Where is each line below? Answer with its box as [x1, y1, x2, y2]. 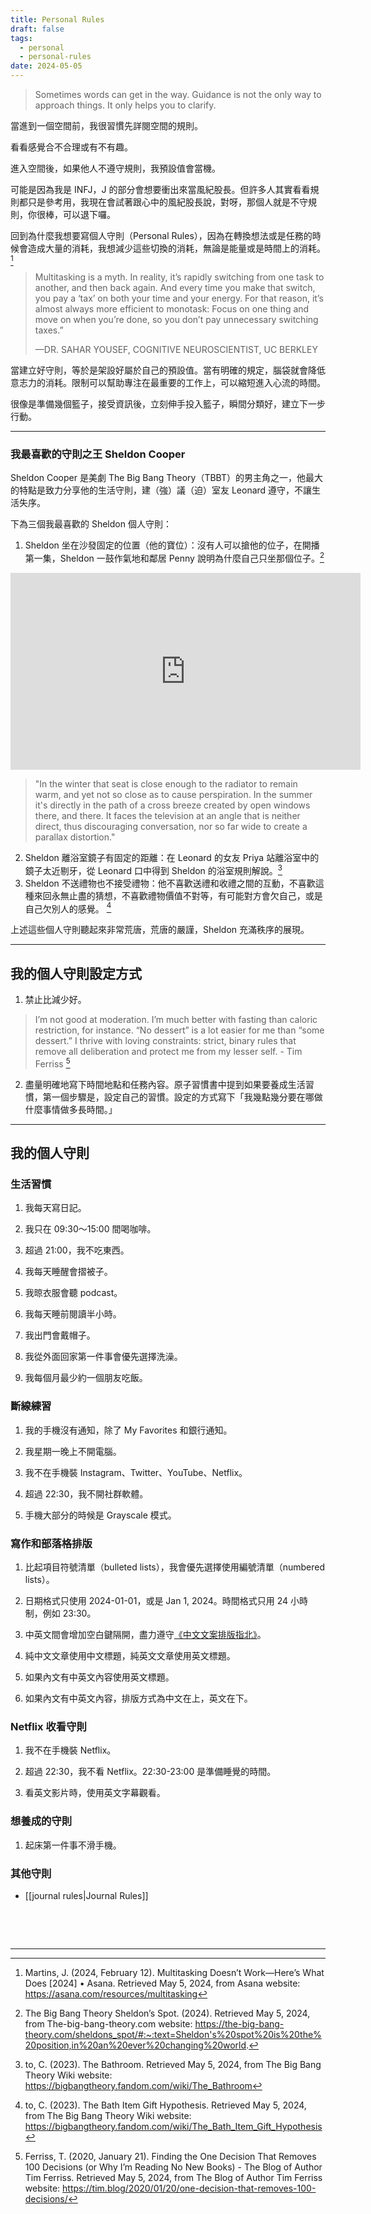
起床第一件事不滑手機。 [24, 1839, 122, 1851]
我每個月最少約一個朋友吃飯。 [24, 1372, 148, 1384]
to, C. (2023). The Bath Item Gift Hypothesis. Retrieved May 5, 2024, [24, 2099, 307, 2111]
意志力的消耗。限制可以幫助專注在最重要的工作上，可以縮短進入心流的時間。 [10, 377, 326, 388]
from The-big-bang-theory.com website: [24, 2017, 193, 2030]
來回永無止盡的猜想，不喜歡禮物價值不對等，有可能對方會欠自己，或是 [33, 889, 323, 901]
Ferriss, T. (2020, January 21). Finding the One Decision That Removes [24, 2150, 317, 2162]
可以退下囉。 [62, 209, 116, 220]
